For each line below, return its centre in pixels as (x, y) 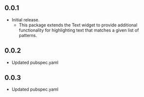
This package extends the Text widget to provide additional (78, 25)
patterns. (28, 35)
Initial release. (25, 19)
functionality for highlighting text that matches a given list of (79, 30)
